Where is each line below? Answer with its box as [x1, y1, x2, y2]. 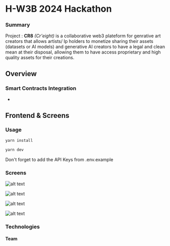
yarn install [5, 138, 33, 143]
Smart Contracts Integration [5, 85, 77, 92]
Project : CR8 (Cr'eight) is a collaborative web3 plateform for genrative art [5, 33, 161, 39]
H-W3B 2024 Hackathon [5, 3, 112, 15]
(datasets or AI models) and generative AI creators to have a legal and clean [5, 44, 165, 50]
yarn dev [5, 147, 24, 152]
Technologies [5, 223, 40, 230]
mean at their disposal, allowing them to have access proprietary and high [5, 49, 161, 55]
